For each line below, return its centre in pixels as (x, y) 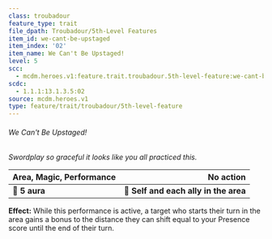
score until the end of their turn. (62, 228)
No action (227, 177)
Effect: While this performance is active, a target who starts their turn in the (134, 211)
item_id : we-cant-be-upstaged (59, 38)
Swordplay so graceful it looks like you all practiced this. (103, 157)
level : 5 (23, 62)
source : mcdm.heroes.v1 (49, 99)
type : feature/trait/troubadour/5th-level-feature (96, 106)
